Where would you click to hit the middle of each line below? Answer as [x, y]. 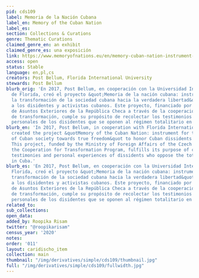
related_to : [21, 205]
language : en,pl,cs [30, 72]
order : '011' [22, 244]
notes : [14, 238]
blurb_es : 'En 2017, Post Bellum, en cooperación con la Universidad [94, 166]
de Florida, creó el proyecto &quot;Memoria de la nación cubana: [95, 94]
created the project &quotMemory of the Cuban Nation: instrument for [100, 133]
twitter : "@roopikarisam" [38, 227]
